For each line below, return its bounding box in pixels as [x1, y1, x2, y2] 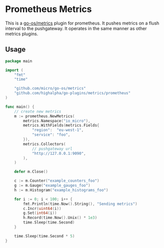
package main [5, 59, 32, 64]
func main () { [5, 104, 35, 109]
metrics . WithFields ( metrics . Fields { [23, 123, 99, 128]
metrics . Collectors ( [23, 141, 66, 146]
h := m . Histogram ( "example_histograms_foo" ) [14, 187, 108, 192]
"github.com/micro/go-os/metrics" [14, 86, 86, 91]
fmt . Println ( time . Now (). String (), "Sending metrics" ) [23, 201, 137, 206]
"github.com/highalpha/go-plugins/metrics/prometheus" [14, 91, 131, 96]
